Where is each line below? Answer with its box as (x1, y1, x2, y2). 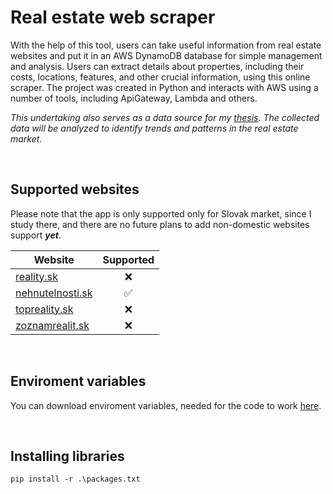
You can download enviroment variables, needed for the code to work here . (10, 399, 322, 411)
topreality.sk (15, 302, 74, 316)
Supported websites (10, 181, 140, 198)
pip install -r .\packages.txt (10, 474, 141, 485)
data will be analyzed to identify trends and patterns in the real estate (10, 122, 299, 134)
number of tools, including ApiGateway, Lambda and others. (10, 92, 258, 104)
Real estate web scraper (10, 6, 216, 29)
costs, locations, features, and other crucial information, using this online (10, 71, 311, 83)
